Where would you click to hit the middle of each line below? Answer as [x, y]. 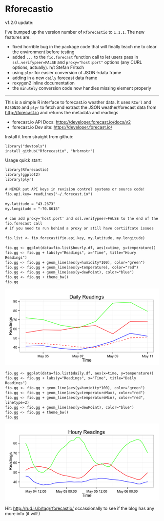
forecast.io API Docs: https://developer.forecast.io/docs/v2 [71, 122]
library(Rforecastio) [27, 169]
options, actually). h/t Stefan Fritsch [48, 67]
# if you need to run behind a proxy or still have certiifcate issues [79, 228]
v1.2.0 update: [19, 22]
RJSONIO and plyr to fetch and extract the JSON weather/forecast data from [81, 107]
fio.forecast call [24, 223]
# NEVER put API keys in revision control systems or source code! [75, 189]
